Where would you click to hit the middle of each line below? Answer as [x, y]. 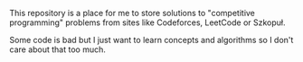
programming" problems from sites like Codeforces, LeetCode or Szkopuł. [148, 22]
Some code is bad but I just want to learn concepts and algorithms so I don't [151, 40]
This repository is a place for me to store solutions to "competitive [133, 13]
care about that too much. [58, 49]
